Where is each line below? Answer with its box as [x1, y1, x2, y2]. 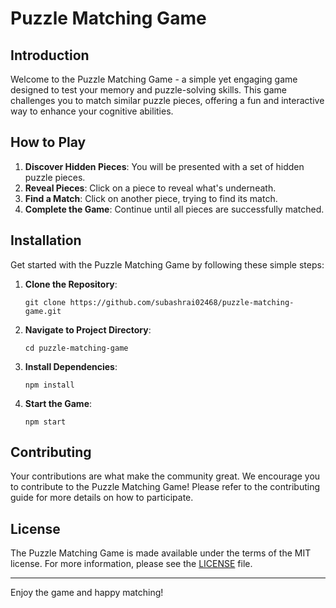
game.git [24, 306, 62, 316]
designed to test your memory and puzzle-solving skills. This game [10, 84, 287, 96]
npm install [24, 380, 75, 390]
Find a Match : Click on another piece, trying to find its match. [24, 192, 278, 204]
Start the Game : [24, 397, 93, 409]
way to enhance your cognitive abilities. [10, 105, 174, 117]
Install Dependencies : [24, 360, 118, 372]
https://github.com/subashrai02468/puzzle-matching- [69, 297, 295, 307]
